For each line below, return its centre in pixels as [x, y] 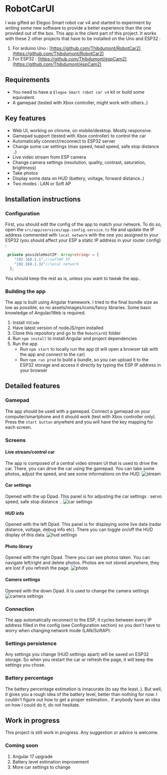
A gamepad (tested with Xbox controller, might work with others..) [80, 103]
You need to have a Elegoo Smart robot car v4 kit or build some [78, 92]
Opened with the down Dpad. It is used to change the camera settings [77, 590]
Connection [20, 609]
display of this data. [25, 535]
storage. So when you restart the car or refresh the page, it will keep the [79, 660]
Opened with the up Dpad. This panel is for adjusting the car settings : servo [83, 496]
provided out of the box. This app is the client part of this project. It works [81, 33]
